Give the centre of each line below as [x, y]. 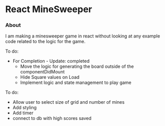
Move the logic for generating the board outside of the [77, 66]
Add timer [23, 113]
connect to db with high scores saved [52, 118]
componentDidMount [42, 72]
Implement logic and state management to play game [76, 82]
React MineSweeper [49, 9]
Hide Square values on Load [50, 77]
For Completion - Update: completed [51, 61]
